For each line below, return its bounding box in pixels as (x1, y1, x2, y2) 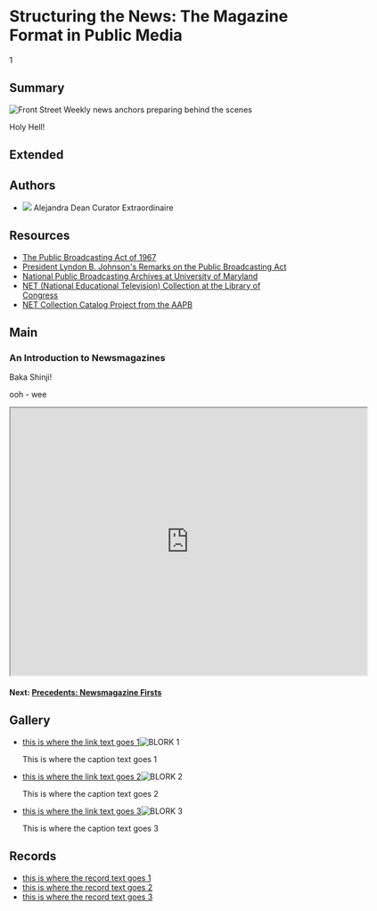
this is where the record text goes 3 (21, 891, 153, 902)
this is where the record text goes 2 (21, 882, 153, 892)
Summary (9, 80, 65, 95)
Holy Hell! (9, 121, 45, 132)
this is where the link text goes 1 (21, 736, 140, 747)
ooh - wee (9, 390, 47, 400)
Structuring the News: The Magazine (9, 6, 289, 27)
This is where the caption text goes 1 (21, 753, 158, 764)
